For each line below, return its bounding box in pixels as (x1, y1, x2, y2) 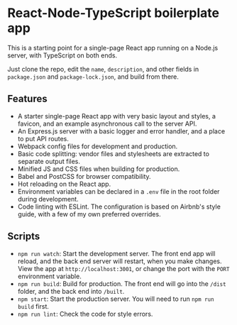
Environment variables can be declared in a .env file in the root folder (17, 187, 220, 196)
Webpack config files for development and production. (17, 142, 178, 150)
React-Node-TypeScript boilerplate (7, 5, 220, 21)
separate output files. (17, 157, 80, 165)
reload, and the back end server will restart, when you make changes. (17, 257, 222, 265)
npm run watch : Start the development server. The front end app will (17, 249, 216, 258)
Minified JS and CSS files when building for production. (17, 165, 180, 173)
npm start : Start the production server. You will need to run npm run (17, 294, 214, 303)
